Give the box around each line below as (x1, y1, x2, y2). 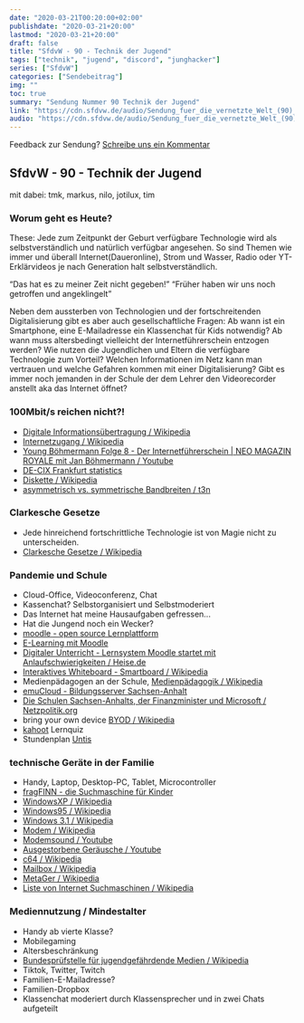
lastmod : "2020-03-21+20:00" (9, 30, 119, 39)
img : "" (9, 81, 39, 90)
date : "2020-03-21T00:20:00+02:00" (9, 13, 144, 23)
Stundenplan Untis (22, 734, 92, 745)
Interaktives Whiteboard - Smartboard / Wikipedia (22, 666, 208, 677)
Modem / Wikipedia (22, 825, 96, 836)
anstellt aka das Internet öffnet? (9, 383, 128, 394)
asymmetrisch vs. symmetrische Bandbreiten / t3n (22, 483, 211, 494)
